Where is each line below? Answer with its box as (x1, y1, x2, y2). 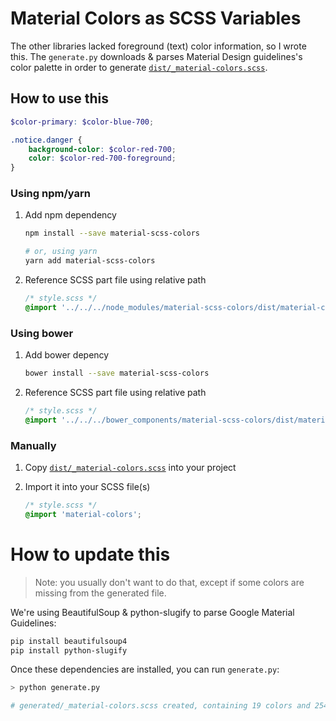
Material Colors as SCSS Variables (10, 7, 302, 30)
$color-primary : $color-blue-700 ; (10, 117, 155, 127)
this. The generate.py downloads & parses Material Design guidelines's (10, 50, 303, 62)
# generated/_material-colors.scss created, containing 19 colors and (10, 701, 311, 711)
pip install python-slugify (10, 645, 128, 656)
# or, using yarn (24, 247, 98, 257)
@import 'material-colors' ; (24, 509, 142, 519)
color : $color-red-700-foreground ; (28, 153, 177, 164)
